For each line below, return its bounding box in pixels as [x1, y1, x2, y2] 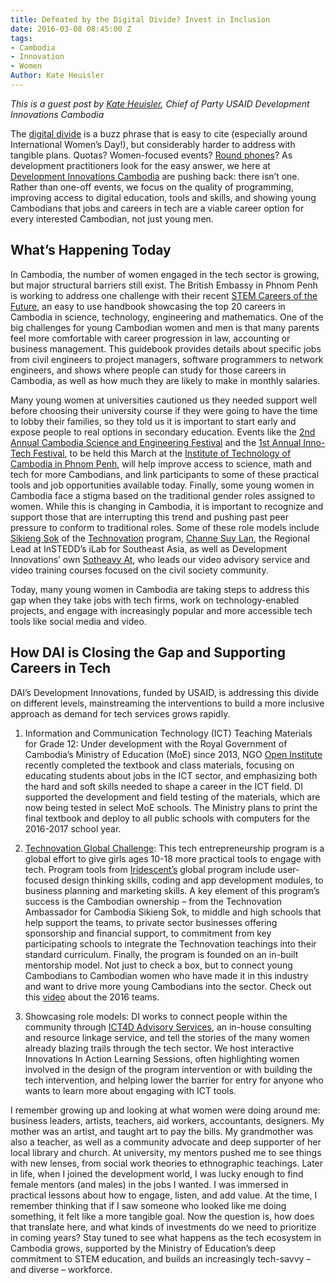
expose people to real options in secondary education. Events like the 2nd [10, 426, 316, 438]
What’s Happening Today [10, 242, 172, 259]
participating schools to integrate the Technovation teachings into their [24, 937, 317, 950]
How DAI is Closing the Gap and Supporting [10, 644, 287, 661]
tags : [10, 33, 33, 43]
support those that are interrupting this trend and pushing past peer [10, 511, 289, 523]
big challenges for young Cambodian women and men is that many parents [10, 321, 320, 333]
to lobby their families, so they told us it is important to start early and [10, 415, 297, 427]
